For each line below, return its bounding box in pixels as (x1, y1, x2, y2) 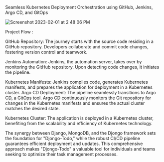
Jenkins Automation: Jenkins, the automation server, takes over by (5, 59, 142, 64)
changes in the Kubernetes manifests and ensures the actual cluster (5, 100, 145, 106)
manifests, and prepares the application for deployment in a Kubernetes (5, 84, 153, 90)
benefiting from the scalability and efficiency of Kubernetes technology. (5, 121, 153, 126)
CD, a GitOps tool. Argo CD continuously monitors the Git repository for (5, 95, 152, 101)
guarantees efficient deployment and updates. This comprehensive (5, 141, 143, 147)
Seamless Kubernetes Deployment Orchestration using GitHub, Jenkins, (5, 4, 153, 10)
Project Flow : (5, 29, 33, 34)
